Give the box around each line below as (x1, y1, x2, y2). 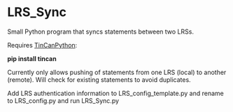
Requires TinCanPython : (7, 41, 78, 49)
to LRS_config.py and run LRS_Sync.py (7, 96, 120, 105)
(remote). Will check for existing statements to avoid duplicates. (7, 75, 191, 84)
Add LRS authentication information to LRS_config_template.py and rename (7, 89, 224, 97)
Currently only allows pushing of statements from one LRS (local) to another (7, 68, 227, 76)
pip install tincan (7, 54, 57, 63)
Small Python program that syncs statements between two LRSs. (7, 27, 195, 36)
